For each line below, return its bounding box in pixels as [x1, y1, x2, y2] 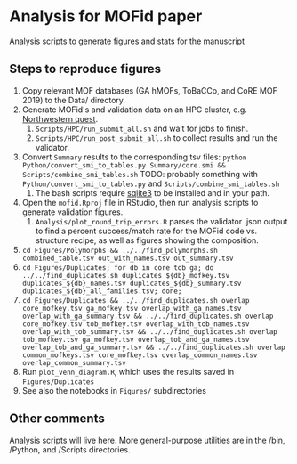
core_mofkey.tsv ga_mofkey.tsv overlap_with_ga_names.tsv [21, 304, 242, 313]
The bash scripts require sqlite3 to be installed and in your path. [35, 187, 269, 198]
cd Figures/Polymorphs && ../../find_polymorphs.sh [21, 246, 218, 255]
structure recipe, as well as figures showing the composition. [35, 234, 260, 246]
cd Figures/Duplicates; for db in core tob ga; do [21, 263, 214, 273]
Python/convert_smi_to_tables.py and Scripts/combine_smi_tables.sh [21, 178, 280, 189]
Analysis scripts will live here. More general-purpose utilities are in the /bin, [9, 435, 285, 445]
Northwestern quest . [21, 113, 99, 124]
